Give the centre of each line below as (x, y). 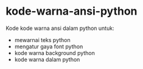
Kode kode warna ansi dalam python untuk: (60, 28)
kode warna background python (55, 53)
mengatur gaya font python (49, 46)
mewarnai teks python (42, 40)
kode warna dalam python (47, 59)
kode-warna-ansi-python (71, 11)
